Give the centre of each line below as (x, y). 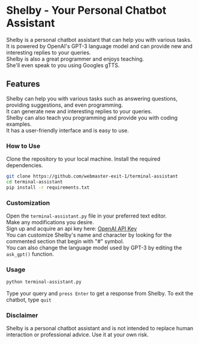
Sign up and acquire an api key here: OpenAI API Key (72, 228)
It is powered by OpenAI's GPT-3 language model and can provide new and (99, 46)
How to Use (23, 146)
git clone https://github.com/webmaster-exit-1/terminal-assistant (92, 176)
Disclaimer (22, 315)
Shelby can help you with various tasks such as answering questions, (92, 98)
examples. (19, 124)
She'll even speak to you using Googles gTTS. (63, 65)
